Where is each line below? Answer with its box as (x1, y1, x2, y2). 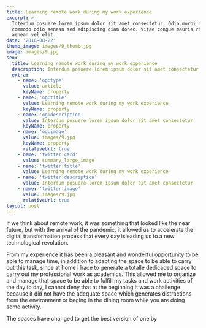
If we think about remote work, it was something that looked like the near (6, 219, 191, 227)
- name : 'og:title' (17, 94, 67, 101)
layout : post (6, 203, 40, 209)
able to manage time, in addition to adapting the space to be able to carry (6, 257, 192, 265)
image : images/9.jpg (6, 49, 59, 55)
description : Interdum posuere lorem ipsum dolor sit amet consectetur (12, 66, 199, 72)
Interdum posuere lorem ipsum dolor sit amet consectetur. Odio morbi (12, 20, 196, 26)
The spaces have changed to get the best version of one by (6, 315, 158, 322)
